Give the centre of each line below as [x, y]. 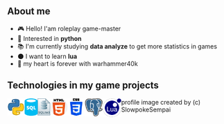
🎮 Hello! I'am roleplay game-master [69, 28]
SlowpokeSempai [146, 109]
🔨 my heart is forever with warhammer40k [78, 63]
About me [29, 11]
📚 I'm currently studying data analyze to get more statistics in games [117, 46]
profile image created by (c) [161, 102]
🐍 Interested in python [49, 38]
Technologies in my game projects [83, 86]
